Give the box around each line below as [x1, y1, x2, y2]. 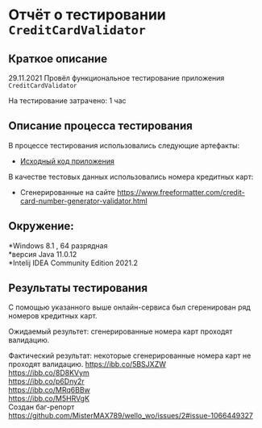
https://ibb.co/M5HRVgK [8, 393, 90, 404]
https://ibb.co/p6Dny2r [8, 376, 85, 386]
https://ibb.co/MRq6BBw [8, 385, 91, 395]
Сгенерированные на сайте [19, 187, 115, 197]
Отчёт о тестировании [8, 6, 167, 24]
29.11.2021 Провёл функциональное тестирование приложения [8, 73, 225, 82]
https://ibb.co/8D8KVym [8, 368, 90, 378]
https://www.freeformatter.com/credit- [116, 187, 246, 197]
